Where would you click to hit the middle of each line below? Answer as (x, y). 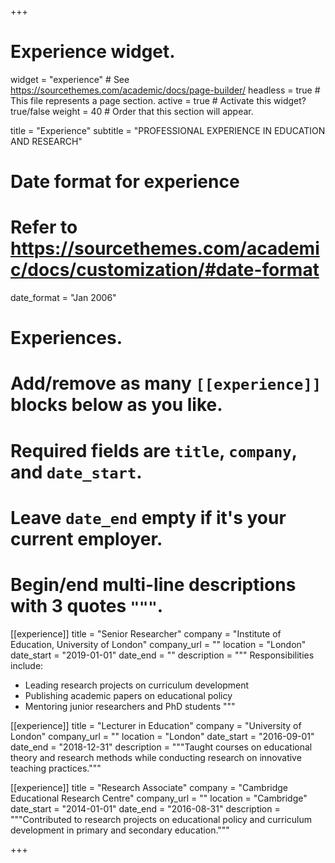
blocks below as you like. (116, 405)
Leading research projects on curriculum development (137, 685)
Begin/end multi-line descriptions (153, 585)
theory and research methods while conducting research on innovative (156, 757)
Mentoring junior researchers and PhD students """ (130, 706)
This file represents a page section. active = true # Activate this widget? (158, 100)
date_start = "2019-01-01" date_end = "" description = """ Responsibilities (162, 655)
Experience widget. (93, 52)
